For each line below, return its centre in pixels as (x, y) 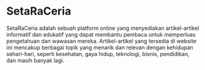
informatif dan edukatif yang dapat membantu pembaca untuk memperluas (101, 34)
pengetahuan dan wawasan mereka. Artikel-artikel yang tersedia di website (102, 41)
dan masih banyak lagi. (35, 60)
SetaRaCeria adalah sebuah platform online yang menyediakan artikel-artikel (103, 28)
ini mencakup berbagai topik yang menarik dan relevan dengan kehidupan (100, 47)
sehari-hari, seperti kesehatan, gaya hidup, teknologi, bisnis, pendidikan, (98, 54)
